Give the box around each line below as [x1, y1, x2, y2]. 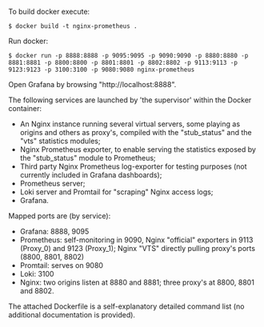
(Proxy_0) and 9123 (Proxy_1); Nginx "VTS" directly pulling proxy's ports [19, 244, 256, 253]
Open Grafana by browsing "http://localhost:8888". [8, 80, 177, 89]
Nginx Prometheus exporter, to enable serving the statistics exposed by [19, 145, 256, 154]
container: [8, 104, 42, 113]
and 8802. [19, 286, 54, 295]
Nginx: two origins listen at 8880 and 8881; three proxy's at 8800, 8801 [19, 277, 254, 287]
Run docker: [8, 36, 49, 46]
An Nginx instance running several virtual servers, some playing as [19, 119, 241, 129]
